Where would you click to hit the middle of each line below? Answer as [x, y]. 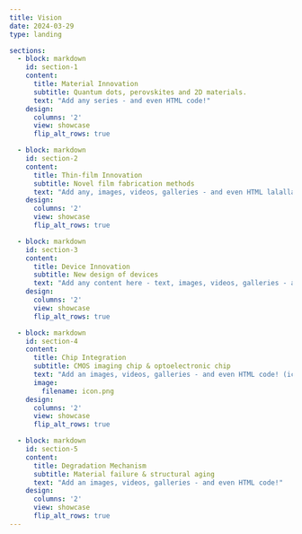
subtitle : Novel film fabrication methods [114, 184]
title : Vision [36, 18]
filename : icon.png [78, 391]
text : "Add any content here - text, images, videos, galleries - [160, 284]
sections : [28, 50]
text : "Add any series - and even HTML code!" [122, 101]
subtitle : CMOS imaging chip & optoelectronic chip [132, 366]
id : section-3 [52, 249]
